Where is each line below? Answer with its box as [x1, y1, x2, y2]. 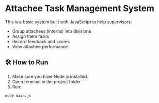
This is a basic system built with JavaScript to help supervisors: [5, 19, 132, 25]
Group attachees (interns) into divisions [12, 28, 91, 34]
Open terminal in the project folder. [12, 78, 82, 85]
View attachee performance [12, 44, 68, 49]
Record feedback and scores [12, 38, 70, 44]
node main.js [5, 93, 32, 98]
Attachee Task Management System [5, 3, 155, 14]
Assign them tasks [12, 33, 49, 39]
